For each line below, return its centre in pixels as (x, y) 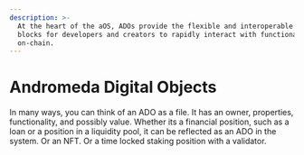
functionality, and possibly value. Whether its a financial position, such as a (149, 122)
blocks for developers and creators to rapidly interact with (137, 34)
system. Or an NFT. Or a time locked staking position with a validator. (138, 141)
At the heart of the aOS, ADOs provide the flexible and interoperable (156, 26)
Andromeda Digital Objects (113, 87)
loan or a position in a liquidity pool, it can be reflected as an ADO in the (143, 132)
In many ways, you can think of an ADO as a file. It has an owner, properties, (152, 113)
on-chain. (36, 43)
